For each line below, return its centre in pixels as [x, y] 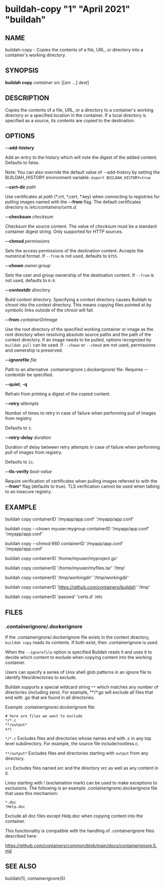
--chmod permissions [28, 241]
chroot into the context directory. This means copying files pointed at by [78, 305]
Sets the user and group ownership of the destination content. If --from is [80, 275]
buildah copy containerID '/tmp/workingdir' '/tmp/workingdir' [67, 578]
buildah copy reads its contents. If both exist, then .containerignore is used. [82, 642]
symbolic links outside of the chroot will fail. [50, 310]
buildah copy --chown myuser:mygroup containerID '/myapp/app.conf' [77, 529]
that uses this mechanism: [32, 793]
